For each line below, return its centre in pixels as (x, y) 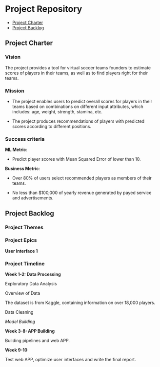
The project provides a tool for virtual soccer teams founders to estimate (78, 67)
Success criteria (25, 139)
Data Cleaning (19, 312)
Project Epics (21, 240)
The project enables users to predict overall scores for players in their (82, 101)
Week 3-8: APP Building (30, 331)
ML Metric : (16, 150)
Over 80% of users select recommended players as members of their (82, 178)
